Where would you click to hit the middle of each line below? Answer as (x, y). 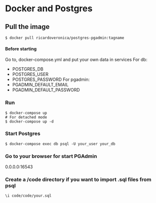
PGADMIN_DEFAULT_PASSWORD (46, 90)
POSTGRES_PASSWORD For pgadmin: (51, 79)
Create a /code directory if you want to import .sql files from (78, 179)
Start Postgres (23, 134)
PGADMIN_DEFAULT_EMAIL (40, 85)
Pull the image (28, 27)
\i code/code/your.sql (28, 196)
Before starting (21, 49)
